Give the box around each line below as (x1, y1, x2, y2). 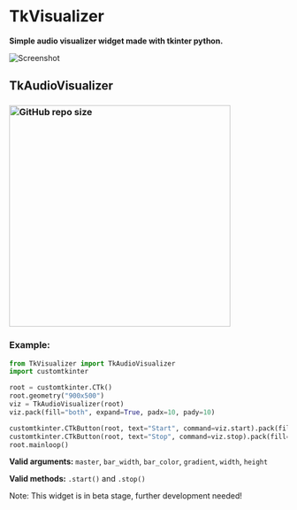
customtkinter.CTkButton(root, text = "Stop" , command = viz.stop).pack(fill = (9, 432, 291, 441)
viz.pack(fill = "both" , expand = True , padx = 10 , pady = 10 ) (9, 407, 216, 417)
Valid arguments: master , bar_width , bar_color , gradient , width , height (9, 456, 268, 467)
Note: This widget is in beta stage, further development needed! (9, 491, 243, 501)
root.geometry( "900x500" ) (9, 391, 104, 400)
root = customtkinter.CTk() (9, 383, 113, 392)
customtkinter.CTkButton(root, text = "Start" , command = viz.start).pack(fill (9, 423, 294, 433)
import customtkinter (9, 367, 89, 376)
